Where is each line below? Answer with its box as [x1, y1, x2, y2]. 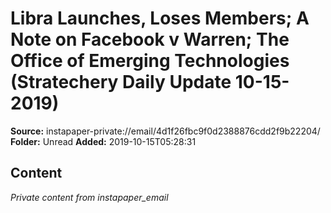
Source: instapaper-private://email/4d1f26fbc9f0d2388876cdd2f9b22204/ [10, 125, 321, 137]
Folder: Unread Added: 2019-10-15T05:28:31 [10, 135, 197, 147]
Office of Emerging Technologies [10, 50, 290, 72]
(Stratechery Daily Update [10, 71, 232, 94]
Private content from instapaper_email [10, 191, 169, 203]
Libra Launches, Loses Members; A [10, 7, 310, 30]
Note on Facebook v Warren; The [10, 28, 290, 51]
